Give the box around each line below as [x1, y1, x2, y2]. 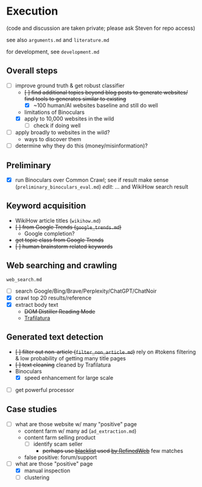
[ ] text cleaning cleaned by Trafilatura [15, 361, 111, 368]
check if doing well [33, 122, 81, 129]
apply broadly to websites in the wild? [15, 129, 110, 136]
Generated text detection [6, 332, 103, 342]
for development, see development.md [6, 47, 100, 55]
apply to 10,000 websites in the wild [24, 114, 114, 122]
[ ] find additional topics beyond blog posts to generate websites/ [24, 88, 189, 96]
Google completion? [24, 229, 75, 237]
